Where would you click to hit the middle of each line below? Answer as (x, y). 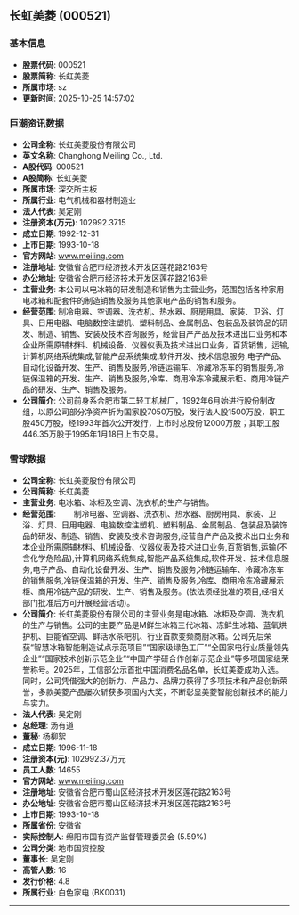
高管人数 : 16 (44, 870)
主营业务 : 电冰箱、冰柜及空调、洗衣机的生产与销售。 (118, 502)
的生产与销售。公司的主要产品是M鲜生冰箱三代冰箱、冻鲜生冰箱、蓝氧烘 (154, 625)
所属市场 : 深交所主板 (60, 189)
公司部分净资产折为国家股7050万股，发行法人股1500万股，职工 (169, 412)
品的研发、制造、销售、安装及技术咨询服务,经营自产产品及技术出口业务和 (156, 536)
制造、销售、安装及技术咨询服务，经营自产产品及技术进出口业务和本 (162, 333)
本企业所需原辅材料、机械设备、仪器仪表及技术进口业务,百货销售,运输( (150, 547)
